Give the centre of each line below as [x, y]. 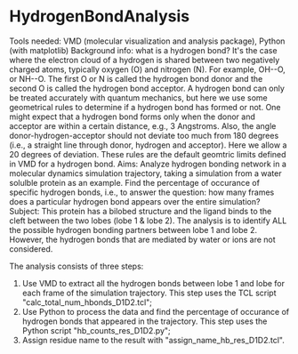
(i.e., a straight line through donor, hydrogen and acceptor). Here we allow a [148, 145]
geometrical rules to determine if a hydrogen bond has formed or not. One [145, 107]
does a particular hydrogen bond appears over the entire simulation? [135, 201]
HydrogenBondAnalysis [99, 16]
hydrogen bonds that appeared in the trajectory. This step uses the [145, 321]
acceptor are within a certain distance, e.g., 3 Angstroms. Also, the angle [143, 125]
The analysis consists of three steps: [77, 266]
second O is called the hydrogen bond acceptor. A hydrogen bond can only [147, 88]
